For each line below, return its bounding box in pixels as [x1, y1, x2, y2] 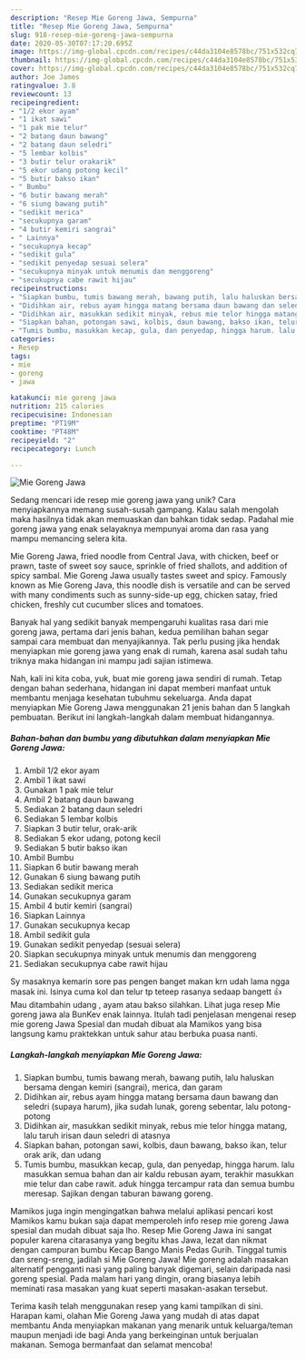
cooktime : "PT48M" [10, 427, 80, 437]
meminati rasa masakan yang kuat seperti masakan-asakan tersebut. [10, 1283, 269, 1294]
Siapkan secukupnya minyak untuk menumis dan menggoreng [23, 949, 257, 960]
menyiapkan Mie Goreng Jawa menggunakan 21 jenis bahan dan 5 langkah [10, 702, 291, 713]
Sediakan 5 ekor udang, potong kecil [23, 833, 162, 844]
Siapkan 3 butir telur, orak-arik [23, 823, 137, 834]
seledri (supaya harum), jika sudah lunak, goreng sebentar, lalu [23, 1102, 260, 1112]
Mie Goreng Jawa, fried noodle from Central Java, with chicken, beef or [10, 551, 280, 562]
